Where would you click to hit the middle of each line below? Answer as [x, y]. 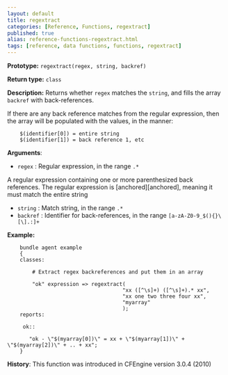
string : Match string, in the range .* [70, 208]
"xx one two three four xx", [164, 296]
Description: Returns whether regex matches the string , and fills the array [114, 93]
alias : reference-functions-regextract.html [73, 40]
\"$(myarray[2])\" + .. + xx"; [52, 345]
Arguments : [25, 153]
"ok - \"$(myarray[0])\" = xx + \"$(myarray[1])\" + [107, 339]
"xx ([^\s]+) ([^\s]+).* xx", [166, 290]
